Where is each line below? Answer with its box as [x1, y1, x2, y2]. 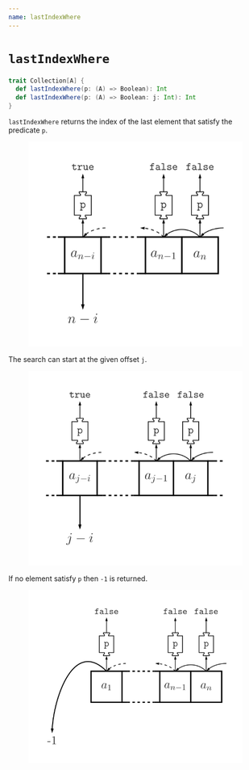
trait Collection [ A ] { [8, 77, 85, 85]
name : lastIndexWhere [8, 13, 81, 21]
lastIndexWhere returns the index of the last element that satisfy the [8, 117, 233, 127]
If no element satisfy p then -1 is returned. [8, 574, 147, 583]
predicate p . [8, 125, 48, 135]
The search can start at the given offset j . [8, 354, 147, 364]
